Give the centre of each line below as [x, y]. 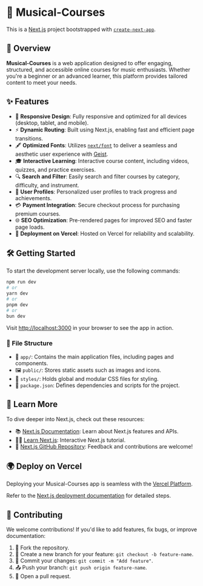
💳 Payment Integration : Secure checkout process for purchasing [97, 205]
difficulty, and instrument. [47, 185]
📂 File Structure [30, 343]
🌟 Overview [28, 48]
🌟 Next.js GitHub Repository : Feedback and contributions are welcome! [104, 446]
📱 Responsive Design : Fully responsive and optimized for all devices [101, 116]
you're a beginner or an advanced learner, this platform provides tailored [97, 76]
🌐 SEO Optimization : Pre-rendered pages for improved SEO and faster [104, 220]
